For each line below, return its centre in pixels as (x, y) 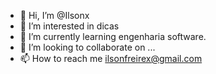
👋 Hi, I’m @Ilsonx (54, 15)
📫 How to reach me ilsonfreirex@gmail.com (111, 58)
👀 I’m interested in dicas (69, 26)
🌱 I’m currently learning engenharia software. (113, 36)
